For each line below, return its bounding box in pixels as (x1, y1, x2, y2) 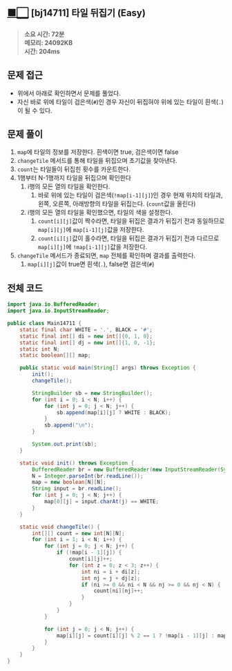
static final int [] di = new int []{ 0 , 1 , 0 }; (19, 333, 153, 340)
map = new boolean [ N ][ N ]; (32, 479, 107, 486)
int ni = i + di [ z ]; (81, 568, 140, 575)
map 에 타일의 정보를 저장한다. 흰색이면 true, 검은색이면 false (17, 148, 179, 156)
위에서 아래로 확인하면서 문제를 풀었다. (17, 89, 121, 97)
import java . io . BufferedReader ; (7, 301, 100, 308)
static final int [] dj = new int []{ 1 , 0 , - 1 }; (19, 339, 156, 346)
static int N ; (19, 345, 60, 353)
